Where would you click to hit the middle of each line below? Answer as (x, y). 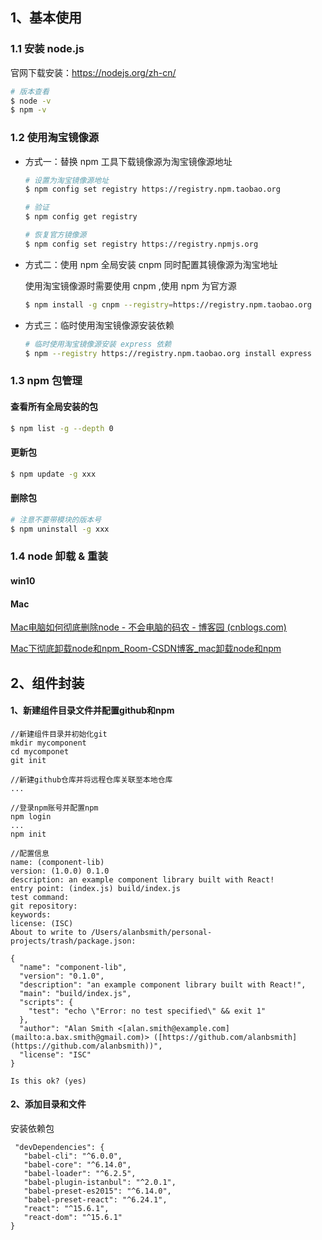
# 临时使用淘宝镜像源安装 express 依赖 (98, 344)
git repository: (44, 906)
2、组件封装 (47, 683)
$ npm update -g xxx (53, 474)
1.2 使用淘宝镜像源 (55, 138)
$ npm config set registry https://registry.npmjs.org (141, 244)
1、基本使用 (46, 18)
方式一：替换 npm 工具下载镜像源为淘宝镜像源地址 (128, 161)
